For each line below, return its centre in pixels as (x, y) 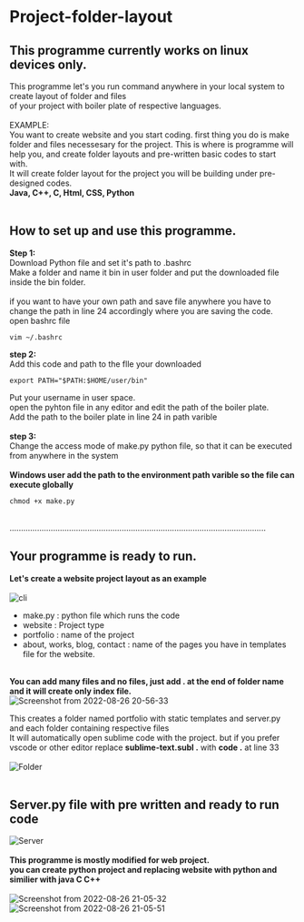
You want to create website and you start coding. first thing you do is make (150, 135)
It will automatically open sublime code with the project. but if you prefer (145, 737)
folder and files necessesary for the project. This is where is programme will (152, 144)
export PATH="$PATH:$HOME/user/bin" (78, 380)
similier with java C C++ (55, 879)
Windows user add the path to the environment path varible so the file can (152, 474)
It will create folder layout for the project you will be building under (133, 173)
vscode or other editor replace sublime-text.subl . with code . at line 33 (144, 747)
